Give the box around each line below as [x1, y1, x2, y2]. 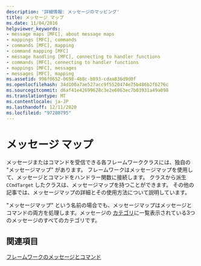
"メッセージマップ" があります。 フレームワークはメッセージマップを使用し [6, 166, 193, 174]
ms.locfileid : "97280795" [6, 110, 71, 116]
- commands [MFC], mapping [6, 43, 74, 49]
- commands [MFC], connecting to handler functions [6, 59, 139, 65]
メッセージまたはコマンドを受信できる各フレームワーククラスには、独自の [6, 159, 191, 166]
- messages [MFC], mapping [6, 71, 74, 77]
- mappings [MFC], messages [6, 65, 77, 71]
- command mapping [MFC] [6, 48, 69, 54]
